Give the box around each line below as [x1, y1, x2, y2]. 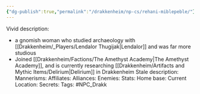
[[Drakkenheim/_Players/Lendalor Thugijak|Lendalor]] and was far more [14, 43, 192, 50]
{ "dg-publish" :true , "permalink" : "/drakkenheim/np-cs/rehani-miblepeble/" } [6, 8, 196, 15]
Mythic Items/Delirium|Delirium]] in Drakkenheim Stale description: [14, 68, 179, 75]
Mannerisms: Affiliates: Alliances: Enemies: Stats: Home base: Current [14, 74, 187, 82]
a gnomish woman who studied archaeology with [14, 36, 136, 43]
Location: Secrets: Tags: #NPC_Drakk [14, 81, 107, 88]
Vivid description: [6, 25, 49, 32]
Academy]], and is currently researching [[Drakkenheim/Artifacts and [14, 62, 185, 69]
